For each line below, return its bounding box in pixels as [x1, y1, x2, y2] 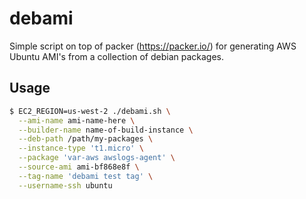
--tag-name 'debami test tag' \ [18, 171, 154, 181]
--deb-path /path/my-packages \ [18, 134, 154, 144]
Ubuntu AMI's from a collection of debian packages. [9, 50, 225, 62]
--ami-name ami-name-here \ [18, 115, 136, 126]
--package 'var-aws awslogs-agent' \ [18, 153, 176, 163]
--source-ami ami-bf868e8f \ [18, 162, 140, 172]
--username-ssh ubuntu [18, 180, 113, 191]
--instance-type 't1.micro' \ [18, 143, 144, 154]
